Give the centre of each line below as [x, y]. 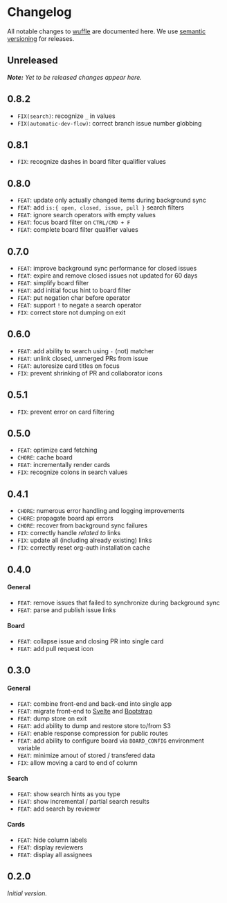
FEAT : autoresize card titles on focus [68, 366]
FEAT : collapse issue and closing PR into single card [90, 641]
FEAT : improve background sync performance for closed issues [107, 268]
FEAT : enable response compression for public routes [92, 733]
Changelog [39, 12]
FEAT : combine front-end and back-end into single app [94, 703]
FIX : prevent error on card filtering [66, 412]
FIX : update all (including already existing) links [84, 540]
